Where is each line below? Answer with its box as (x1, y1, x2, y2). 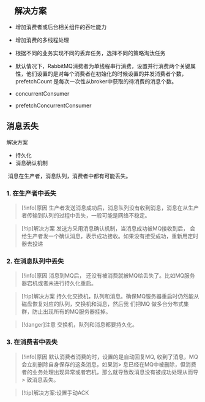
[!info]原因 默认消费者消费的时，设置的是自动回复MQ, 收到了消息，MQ (21, 353, 198, 360)
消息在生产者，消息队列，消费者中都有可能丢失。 (7, 172, 132, 180)
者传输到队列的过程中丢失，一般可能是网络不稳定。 (21, 211, 151, 219)
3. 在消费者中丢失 (6, 338, 58, 346)
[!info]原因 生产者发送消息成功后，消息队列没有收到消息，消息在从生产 (21, 204, 199, 211)
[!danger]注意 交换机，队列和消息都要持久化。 (21, 321, 138, 328)
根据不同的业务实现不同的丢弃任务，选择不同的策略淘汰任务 (15, 49, 166, 56)
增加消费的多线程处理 (15, 36, 69, 44)
